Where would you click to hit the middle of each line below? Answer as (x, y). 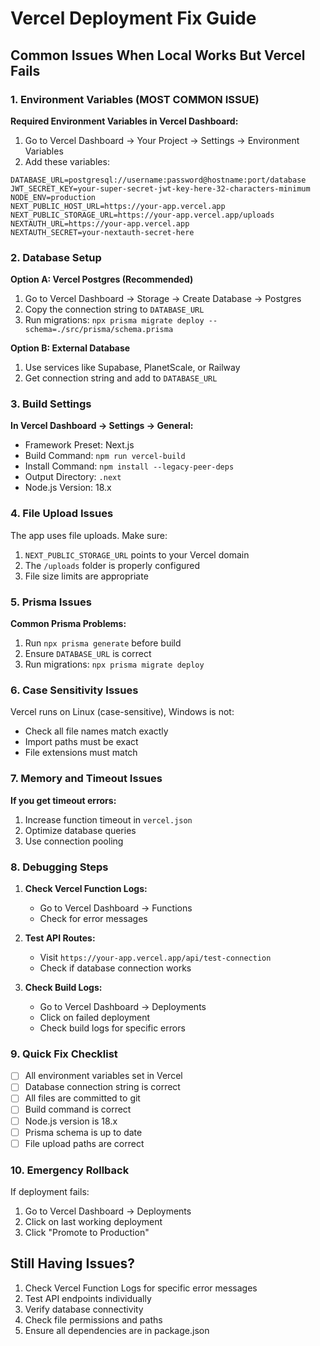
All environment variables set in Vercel (103, 1076)
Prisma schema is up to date (83, 1132)
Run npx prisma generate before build (103, 643)
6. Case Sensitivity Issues (74, 690)
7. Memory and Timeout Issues (86, 779)
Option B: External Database (70, 348)
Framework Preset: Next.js (79, 445)
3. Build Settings (51, 404)
